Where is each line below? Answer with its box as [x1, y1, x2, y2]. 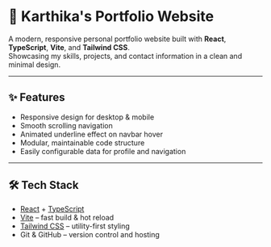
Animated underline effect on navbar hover [19, 129, 164, 139]
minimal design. [8, 60, 61, 69]
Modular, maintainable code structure [19, 137, 145, 148]
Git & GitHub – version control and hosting [19, 229, 160, 239]
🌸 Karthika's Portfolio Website [8, 7, 215, 26]
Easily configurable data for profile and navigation [19, 146, 186, 156]
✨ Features [8, 90, 65, 104]
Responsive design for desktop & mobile [19, 112, 155, 122]
